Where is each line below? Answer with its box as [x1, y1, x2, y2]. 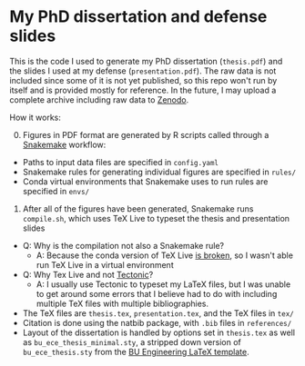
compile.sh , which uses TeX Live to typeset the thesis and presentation [22, 213, 290, 223]
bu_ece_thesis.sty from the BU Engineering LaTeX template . [22, 346, 249, 357]
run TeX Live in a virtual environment [36, 259, 175, 270]
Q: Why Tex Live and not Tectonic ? [22, 269, 154, 280]
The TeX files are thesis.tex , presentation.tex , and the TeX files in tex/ [22, 307, 294, 319]
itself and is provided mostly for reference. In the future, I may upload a [9, 84, 277, 95]
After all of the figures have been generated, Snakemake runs [22, 203, 254, 214]
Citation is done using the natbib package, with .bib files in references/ [22, 317, 292, 328]
